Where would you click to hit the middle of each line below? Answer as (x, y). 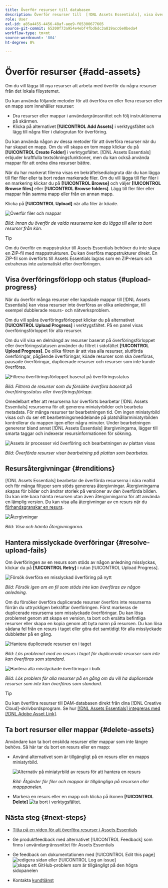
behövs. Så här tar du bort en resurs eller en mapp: (58, 747)
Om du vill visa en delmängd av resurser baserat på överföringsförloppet (80, 340)
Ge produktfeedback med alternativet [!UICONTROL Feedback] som (82, 839)
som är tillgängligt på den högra (105, 865)
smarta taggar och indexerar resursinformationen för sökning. (69, 433)
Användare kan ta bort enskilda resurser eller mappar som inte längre (77, 742)
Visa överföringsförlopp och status (61, 280)
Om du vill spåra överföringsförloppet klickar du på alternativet (70, 320)
